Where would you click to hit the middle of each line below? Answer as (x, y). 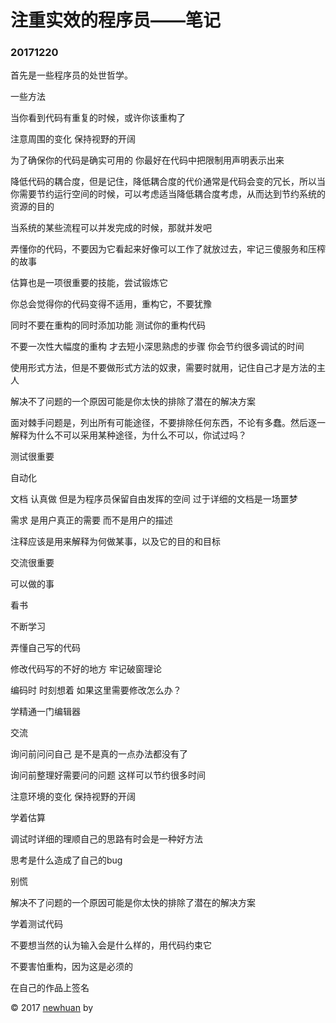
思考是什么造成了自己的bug (66, 860)
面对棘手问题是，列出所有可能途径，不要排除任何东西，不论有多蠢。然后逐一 (168, 423)
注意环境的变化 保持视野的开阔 (73, 797)
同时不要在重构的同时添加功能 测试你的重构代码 (108, 325)
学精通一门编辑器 (45, 712)
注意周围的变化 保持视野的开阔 (73, 139)
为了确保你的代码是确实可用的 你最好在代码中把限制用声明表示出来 (147, 160)
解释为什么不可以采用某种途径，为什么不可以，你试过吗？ (128, 435)
